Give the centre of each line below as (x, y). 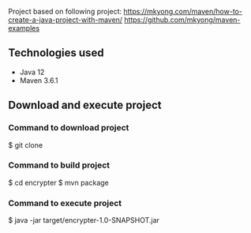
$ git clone (26, 145)
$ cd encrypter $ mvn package (58, 182)
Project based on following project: (65, 11)
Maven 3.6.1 (39, 80)
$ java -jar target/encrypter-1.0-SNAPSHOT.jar (84, 220)
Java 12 (32, 72)
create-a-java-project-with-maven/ (66, 20)
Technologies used (56, 53)
